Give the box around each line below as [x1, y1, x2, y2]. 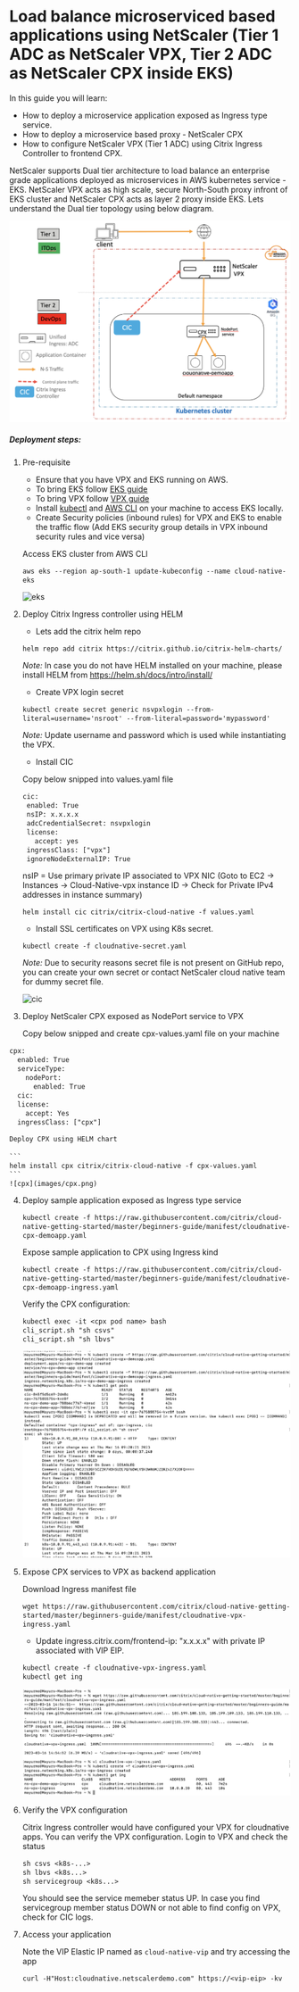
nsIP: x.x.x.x [26, 809, 79, 818]
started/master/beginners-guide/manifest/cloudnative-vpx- [21, 1611, 247, 1621]
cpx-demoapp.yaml [21, 1231, 87, 1240]
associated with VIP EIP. [35, 1645, 125, 1656]
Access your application [21, 1930, 112, 1940]
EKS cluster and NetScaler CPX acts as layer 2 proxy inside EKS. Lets [9, 194, 264, 204]
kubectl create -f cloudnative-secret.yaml [21, 942, 187, 950]
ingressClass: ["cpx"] [17, 1117, 102, 1126]
